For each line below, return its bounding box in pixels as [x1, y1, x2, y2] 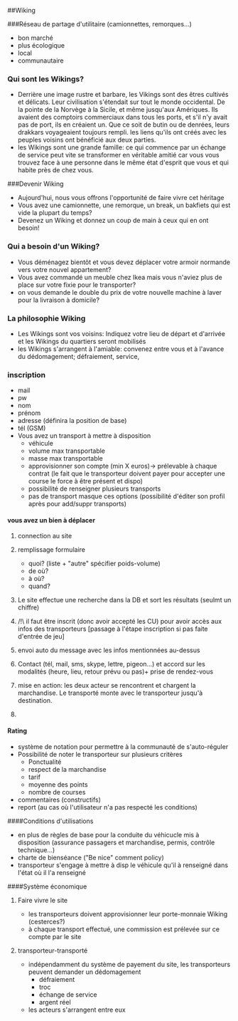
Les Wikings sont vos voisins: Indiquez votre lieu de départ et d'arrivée [17, 329, 226, 337]
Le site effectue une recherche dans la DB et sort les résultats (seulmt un [17, 596, 232, 604]
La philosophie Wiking [7, 313, 86, 323]
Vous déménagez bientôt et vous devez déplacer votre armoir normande [17, 258, 231, 266]
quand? [28, 582, 51, 590]
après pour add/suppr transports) [28, 500, 126, 508]
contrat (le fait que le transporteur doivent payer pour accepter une [28, 469, 225, 478]
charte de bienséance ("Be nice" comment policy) [17, 853, 165, 862]
